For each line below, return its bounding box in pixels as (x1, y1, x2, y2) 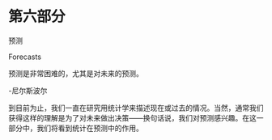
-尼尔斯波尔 (8, 86, 48, 95)
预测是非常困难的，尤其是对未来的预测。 (8, 68, 143, 78)
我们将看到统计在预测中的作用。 (36, 123, 143, 133)
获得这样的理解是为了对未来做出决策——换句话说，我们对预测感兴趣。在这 (8, 112, 257, 122)
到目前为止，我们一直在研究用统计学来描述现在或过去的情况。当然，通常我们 (8, 103, 264, 112)
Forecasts (8, 52, 42, 62)
